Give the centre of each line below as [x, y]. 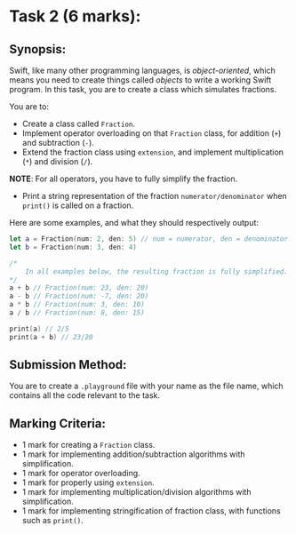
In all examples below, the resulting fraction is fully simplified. [157, 271]
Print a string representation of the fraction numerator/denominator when [154, 196]
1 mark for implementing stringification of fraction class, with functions [152, 511]
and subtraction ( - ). [58, 143]
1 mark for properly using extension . [88, 482]
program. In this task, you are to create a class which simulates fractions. [143, 89]
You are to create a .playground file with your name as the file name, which [146, 386]
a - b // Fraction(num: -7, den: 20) [79, 296]
